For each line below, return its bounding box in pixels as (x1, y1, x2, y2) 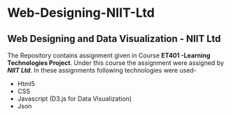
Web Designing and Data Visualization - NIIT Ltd (7, 33, 221, 45)
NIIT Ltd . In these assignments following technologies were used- (7, 66, 197, 74)
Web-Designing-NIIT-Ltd (7, 5, 155, 21)
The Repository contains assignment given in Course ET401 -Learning (7, 51, 211, 59)
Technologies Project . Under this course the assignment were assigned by (7, 59, 224, 67)
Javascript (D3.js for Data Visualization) (17, 94, 132, 103)
